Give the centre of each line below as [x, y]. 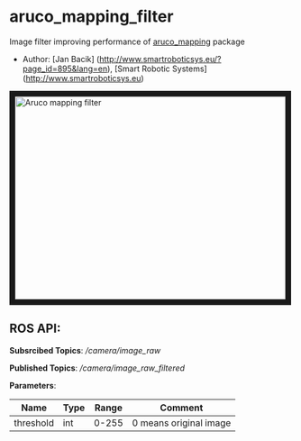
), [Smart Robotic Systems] [157, 69]
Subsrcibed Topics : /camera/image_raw [85, 350]
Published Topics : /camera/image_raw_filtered [97, 368]
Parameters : [33, 385]
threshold [34, 423]
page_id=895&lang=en [65, 69]
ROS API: [35, 329]
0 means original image [182, 423]
